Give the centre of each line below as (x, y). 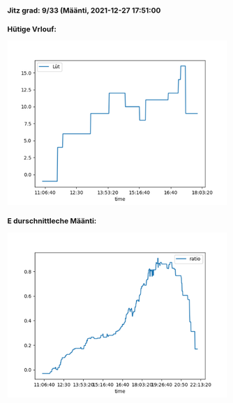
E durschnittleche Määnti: (52, 221)
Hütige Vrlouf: (32, 29)
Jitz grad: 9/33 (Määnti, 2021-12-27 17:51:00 (84, 10)
